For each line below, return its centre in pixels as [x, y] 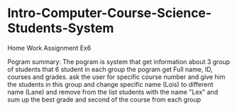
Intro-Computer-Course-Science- [110, 13]
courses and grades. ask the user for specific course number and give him [116, 77]
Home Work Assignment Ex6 [49, 48]
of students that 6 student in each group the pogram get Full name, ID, [110, 69]
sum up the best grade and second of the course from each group [104, 99]
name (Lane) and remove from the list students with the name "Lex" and [113, 92]
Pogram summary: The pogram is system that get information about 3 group [119, 61]
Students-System [61, 28]
